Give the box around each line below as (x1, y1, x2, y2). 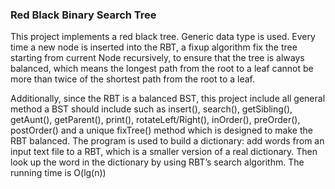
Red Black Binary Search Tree (10, 8, 157, 22)
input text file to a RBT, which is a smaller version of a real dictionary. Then (10, 146, 318, 158)
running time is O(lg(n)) (10, 167, 107, 179)
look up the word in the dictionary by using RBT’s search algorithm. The (10, 156, 305, 168)
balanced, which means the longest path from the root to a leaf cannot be (10, 63, 314, 75)
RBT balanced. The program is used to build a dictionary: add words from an (10, 135, 325, 147)
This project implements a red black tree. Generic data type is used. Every (10, 31, 316, 43)
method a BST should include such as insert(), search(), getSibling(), (10, 103, 293, 115)
